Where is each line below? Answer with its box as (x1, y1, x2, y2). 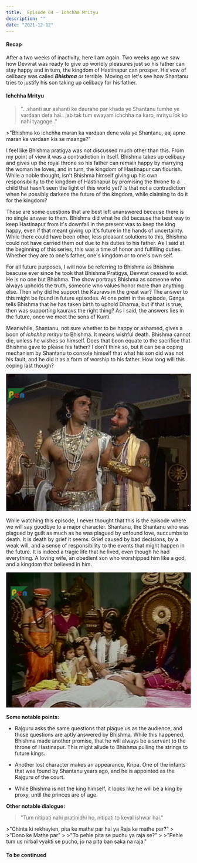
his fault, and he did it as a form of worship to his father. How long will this (6, 355, 185, 362)
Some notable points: (6, 714, 60, 721)
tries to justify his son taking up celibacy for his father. (6, 79, 137, 86)
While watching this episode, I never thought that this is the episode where (6, 517, 186, 524)
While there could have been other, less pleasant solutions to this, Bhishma (6, 233, 188, 240)
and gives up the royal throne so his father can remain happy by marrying (6, 159, 184, 166)
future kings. (14, 750, 46, 757)
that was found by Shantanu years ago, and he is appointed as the (14, 767, 175, 775)
